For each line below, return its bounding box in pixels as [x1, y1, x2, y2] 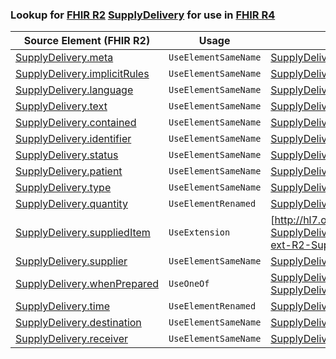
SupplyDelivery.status [15, 148, 119, 162]
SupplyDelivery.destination [15, 316, 142, 330]
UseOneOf [168, 278, 210, 290]
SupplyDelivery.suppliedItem [15, 226, 151, 240]
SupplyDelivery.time [15, 299, 110, 313]
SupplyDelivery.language [15, 83, 134, 97]
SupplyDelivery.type [15, 181, 112, 195]
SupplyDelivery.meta [15, 51, 114, 65]
